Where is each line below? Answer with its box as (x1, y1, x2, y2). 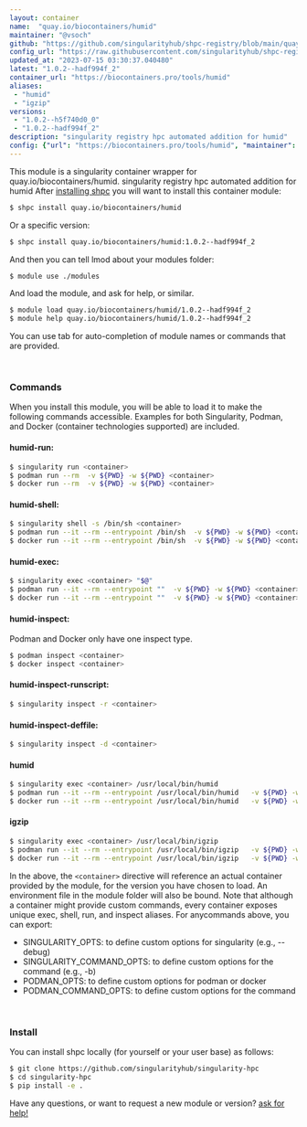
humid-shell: (9, 499, 59, 510)
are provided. (9, 340, 60, 352)
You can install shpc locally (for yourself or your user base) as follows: (9, 1046, 274, 1057)
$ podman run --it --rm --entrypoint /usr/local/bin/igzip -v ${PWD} (9, 845, 288, 855)
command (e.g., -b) (22, 965, 97, 976)
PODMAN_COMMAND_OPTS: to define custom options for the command (22, 984, 296, 996)
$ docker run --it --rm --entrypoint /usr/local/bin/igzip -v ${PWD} (9, 854, 288, 863)
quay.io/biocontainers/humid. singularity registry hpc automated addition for (9, 175, 297, 186)
